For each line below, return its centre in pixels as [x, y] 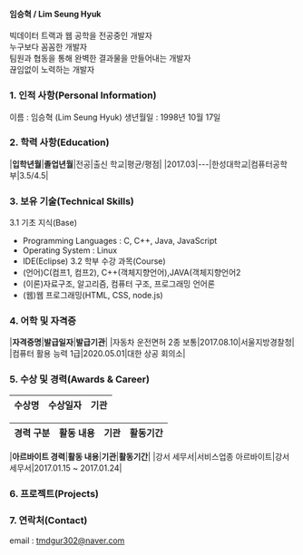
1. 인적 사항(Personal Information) [83, 95]
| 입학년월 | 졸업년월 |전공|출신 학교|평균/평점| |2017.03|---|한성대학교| [130, 164]
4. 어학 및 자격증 [43, 321]
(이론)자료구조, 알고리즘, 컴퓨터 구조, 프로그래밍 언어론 [119, 284]
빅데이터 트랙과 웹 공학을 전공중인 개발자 [81, 35]
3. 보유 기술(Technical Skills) [72, 201]
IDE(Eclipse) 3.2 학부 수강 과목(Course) [94, 261]
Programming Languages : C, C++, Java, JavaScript [120, 241]
